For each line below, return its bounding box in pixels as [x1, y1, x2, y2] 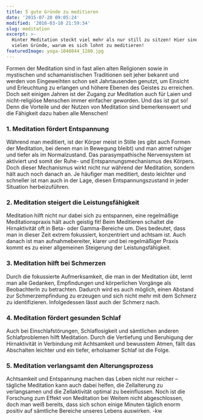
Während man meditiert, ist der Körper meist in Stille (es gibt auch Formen [6, 138, 191, 145]
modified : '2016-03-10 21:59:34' [6, 20, 91, 26]
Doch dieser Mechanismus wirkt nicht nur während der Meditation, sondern [6, 164, 195, 171]
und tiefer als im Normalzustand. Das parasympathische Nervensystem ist [6, 151, 192, 159]
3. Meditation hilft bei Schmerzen [6, 259, 106, 267]
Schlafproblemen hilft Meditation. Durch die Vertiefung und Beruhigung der [6, 333, 193, 341]
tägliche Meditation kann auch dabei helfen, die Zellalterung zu [6, 381, 163, 389]
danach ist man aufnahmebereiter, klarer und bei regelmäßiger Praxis [6, 238, 179, 245]
